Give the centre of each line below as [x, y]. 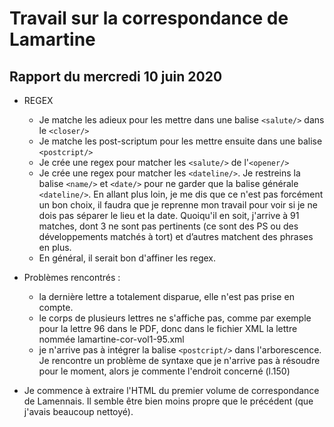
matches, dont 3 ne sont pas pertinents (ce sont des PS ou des [168, 226]
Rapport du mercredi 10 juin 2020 [116, 76]
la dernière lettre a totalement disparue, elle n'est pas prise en [166, 296]
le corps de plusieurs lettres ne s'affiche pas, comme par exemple [175, 318]
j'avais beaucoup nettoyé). [78, 411]
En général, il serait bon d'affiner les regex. [127, 258]
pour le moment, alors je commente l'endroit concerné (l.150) [164, 371]
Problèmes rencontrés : [72, 277]
